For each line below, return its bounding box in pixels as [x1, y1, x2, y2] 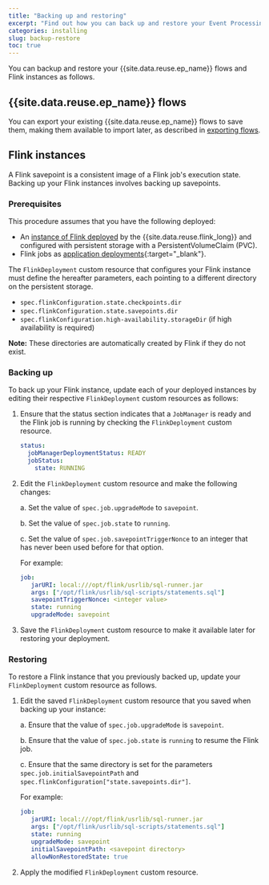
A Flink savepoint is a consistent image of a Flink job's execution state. [8, 169, 242, 179]
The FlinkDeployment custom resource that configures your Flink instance [8, 265, 251, 274]
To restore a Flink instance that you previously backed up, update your [8, 672, 241, 682]
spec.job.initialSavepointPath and [19, 768, 139, 778]
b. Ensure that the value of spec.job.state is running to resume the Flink [19, 736, 259, 745]
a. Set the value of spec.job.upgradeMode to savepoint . [19, 502, 199, 512]
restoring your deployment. [19, 634, 110, 643]
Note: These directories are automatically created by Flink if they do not [8, 339, 246, 348]
